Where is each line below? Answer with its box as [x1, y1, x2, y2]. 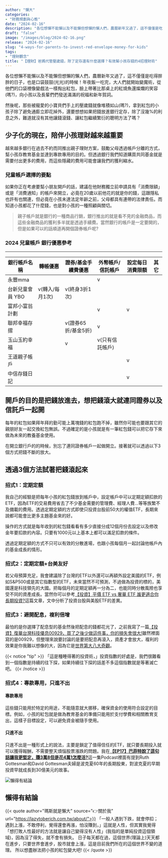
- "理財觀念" [5, 54, 29, 59]
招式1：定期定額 [5, 481, 43, 488]
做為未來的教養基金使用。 [5, 432, 58, 438]
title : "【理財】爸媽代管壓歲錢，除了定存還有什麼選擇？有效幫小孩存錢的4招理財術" [5, 59, 158, 64]
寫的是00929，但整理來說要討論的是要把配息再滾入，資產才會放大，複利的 [5, 636, 159, 642]
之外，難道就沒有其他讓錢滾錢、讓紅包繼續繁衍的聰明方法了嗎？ [9, 115, 141, 121]
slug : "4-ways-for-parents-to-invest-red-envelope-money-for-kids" [5, 45, 149, 50]
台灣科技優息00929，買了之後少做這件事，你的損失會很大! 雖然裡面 [22, 630, 160, 636]
